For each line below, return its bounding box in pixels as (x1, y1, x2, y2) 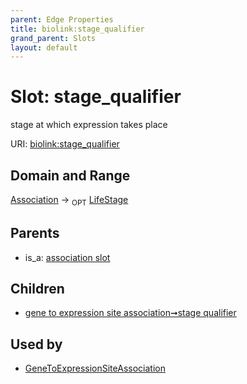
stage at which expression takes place (10, 119, 168, 131)
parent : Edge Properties (10, 14, 114, 25)
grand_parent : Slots (10, 33, 97, 43)
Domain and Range (10, 167, 131, 184)
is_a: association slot (24, 251, 111, 263)
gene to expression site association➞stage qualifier (24, 307, 237, 319)
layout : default (10, 42, 78, 53)
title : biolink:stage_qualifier (10, 24, 145, 34)
